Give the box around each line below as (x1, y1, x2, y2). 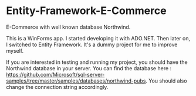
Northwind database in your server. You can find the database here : (6, 64, 172, 71)
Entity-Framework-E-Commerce (6, 4, 167, 18)
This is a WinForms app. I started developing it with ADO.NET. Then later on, (6, 35, 191, 42)
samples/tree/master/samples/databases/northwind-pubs (6, 77, 146, 84)
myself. (6, 47, 24, 54)
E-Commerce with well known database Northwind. (6, 23, 131, 30)
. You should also (146, 77, 187, 84)
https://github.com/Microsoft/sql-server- (6, 71, 105, 78)
